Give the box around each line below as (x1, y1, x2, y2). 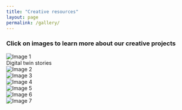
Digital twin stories (6, 59, 52, 66)
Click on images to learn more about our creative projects (6, 39, 176, 48)
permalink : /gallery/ (6, 20, 60, 26)
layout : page (6, 14, 39, 20)
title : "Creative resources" (6, 8, 79, 15)
